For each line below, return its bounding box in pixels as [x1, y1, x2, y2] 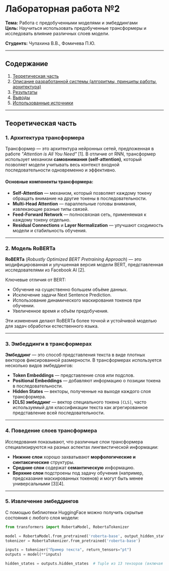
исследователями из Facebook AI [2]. [5, 267, 86, 273]
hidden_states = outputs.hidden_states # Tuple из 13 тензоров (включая [5, 561, 163, 566]
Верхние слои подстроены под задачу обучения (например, [12, 470, 144, 476]
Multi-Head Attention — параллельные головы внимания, [12, 200, 137, 207]
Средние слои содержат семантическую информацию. [12, 465, 135, 471]
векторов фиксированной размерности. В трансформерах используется [5, 357, 162, 363]
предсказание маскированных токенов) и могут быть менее [12, 475, 143, 481]
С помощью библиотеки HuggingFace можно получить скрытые [5, 509, 143, 515]
